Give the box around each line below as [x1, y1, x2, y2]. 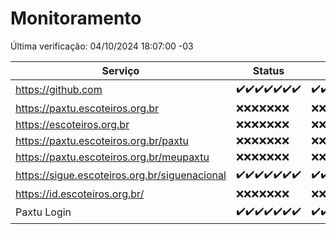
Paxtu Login [15, 205, 72, 219]
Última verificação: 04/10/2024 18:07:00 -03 [10, 40, 194, 52]
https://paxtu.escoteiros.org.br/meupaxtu [15, 150, 210, 164]
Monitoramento [10, 7, 142, 30]
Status [252, 63, 285, 77]
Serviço [101, 63, 140, 77]
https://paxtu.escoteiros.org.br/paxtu [15, 133, 190, 147]
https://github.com [15, 83, 103, 97]
